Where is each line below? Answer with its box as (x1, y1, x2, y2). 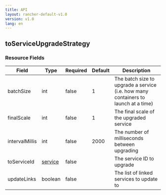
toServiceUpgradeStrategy (5, 39, 90, 48)
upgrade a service (114, 81, 157, 88)
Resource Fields (5, 54, 44, 61)
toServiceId (7, 158, 35, 165)
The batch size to (114, 75, 155, 82)
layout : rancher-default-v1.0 (5, 12, 68, 17)
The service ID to (114, 155, 154, 162)
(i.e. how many (114, 88, 149, 95)
